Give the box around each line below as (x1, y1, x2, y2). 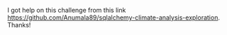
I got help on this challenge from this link (7, 6, 126, 14)
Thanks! (7, 21, 31, 29)
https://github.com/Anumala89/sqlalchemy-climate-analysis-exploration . (7, 13, 220, 22)
